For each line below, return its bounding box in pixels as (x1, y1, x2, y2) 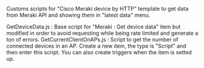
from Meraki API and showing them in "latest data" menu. (6, 11, 150, 19)
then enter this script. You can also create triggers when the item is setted (6, 49, 192, 56)
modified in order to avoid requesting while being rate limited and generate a (6, 29, 199, 37)
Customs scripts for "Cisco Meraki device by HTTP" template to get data (6, 5, 189, 12)
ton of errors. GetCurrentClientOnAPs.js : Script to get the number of (6, 36, 178, 43)
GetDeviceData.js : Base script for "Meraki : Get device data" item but (6, 23, 181, 30)
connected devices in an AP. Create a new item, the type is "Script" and (6, 42, 187, 49)
